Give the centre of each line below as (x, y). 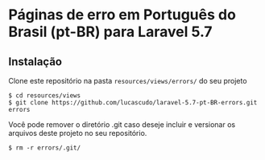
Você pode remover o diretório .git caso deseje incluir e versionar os (122, 125)
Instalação (35, 62)
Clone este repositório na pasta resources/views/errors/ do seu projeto (128, 81)
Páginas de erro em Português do (122, 15)
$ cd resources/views (45, 96)
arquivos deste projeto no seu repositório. (78, 133)
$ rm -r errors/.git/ (45, 148)
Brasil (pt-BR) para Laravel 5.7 (110, 32)
